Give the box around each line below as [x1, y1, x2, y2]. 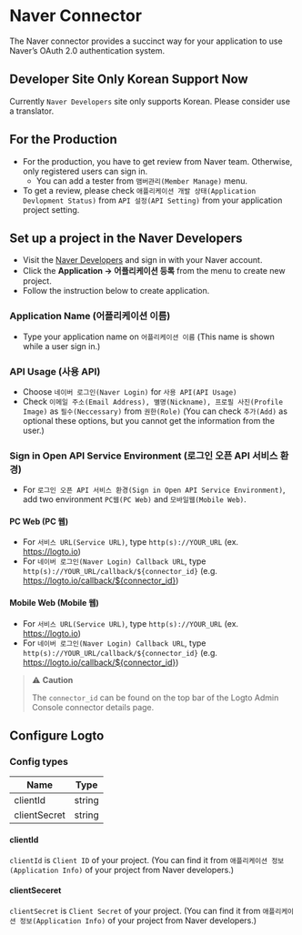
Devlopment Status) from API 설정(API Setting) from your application [22, 195, 283, 206]
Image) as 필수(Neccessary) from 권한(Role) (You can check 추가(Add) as [22, 406, 288, 417]
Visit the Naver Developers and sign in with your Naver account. [22, 255, 263, 266]
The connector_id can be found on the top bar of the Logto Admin [31, 692, 279, 703]
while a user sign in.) [22, 340, 101, 351]
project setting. [22, 204, 80, 215]
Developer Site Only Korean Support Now [9, 72, 248, 87]
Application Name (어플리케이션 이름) [9, 310, 171, 323]
